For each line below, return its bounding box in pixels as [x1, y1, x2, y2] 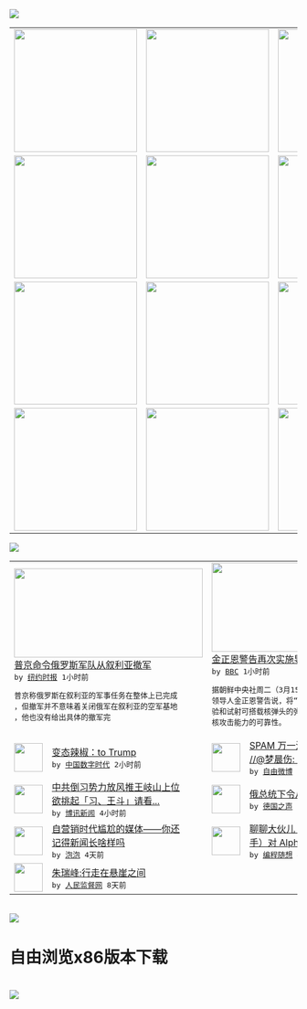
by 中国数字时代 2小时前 [51, 759, 142, 770]
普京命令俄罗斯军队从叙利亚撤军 [14, 658, 153, 671]
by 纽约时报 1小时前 [14, 672, 90, 682]
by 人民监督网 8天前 [51, 880, 127, 890]
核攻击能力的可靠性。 [211, 717, 287, 727]
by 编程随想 [249, 850, 293, 859]
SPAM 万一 [249, 739, 297, 751]
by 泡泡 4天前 [51, 850, 105, 859]
